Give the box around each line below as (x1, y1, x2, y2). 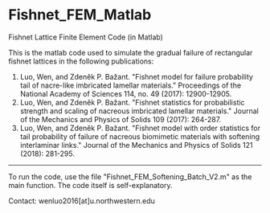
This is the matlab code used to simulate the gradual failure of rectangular (8, 47, 253, 57)
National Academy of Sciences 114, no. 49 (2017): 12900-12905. (19, 88, 232, 98)
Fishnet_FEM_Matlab (8, 6, 152, 24)
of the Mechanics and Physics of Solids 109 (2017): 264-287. (19, 114, 222, 124)
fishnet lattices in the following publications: (8, 56, 154, 66)
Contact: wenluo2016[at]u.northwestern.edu (8, 195, 155, 206)
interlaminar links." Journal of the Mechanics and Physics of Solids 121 (19, 140, 253, 150)
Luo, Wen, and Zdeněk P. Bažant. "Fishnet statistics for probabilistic (19, 97, 245, 107)
